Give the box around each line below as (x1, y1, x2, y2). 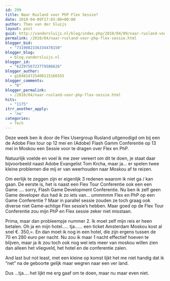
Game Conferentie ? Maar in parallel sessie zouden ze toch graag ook (5, 197, 151, 203)
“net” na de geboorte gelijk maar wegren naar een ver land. (5, 260, 129, 266)
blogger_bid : (5, 41, 33, 46)
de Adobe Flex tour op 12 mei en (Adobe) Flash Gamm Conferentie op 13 (5, 140, 156, 146)
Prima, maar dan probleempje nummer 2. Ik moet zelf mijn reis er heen (5, 218, 152, 224)
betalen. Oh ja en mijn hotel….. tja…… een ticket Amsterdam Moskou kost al (5, 223, 162, 229)
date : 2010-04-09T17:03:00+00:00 (5, 17, 76, 22)
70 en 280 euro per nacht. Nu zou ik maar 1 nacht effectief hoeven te (5, 234, 149, 240)
